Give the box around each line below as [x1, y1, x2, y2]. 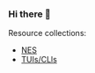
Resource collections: [8, 28, 87, 39]
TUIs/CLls [20, 55, 58, 65]
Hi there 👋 [8, 8, 52, 20]
